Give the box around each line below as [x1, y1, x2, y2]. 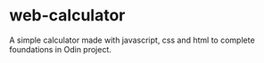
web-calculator [9, 5, 126, 26]
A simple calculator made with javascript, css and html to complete [9, 35, 256, 45]
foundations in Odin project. [9, 43, 111, 54]
